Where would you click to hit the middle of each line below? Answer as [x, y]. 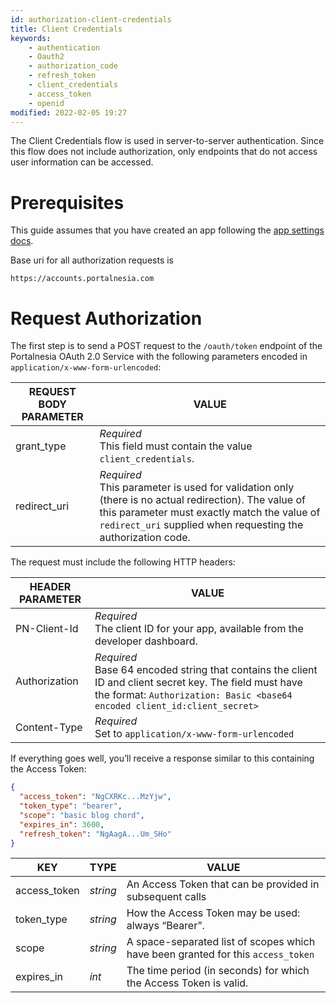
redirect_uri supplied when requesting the [201, 525]
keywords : [31, 38]
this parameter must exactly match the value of [210, 513]
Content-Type [49, 728]
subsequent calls [166, 897]
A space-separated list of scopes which [221, 942]
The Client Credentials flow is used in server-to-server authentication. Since [167, 141]
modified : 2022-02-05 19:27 [69, 112]
